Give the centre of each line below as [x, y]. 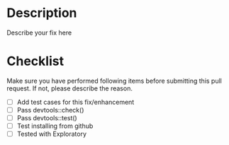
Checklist [35, 61]
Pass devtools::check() [50, 110]
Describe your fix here [39, 33]
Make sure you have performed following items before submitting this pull [114, 81]
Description [42, 13]
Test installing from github [55, 126]
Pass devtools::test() [47, 118]
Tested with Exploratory [51, 134]
